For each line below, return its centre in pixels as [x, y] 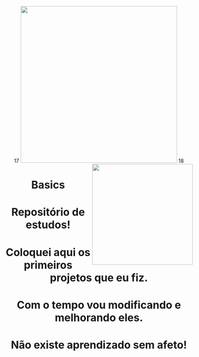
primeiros [48, 265]
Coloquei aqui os [48, 252]
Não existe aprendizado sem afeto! [99, 345]
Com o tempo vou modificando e [99, 305]
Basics [48, 185]
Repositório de [48, 212]
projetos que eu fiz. [99, 278]
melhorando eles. [99, 317]
